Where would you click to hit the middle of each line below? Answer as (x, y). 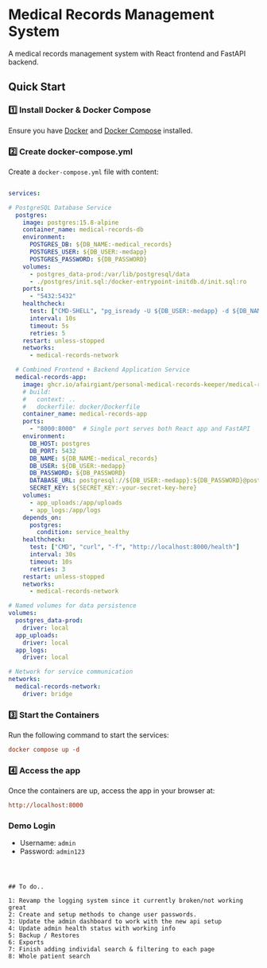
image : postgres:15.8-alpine (71, 223)
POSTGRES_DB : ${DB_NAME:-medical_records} (101, 245)
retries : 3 (47, 569)
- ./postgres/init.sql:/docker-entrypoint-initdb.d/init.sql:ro (138, 281)
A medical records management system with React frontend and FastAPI (127, 53)
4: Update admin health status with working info (92, 929)
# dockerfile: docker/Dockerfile (81, 407)
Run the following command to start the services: (89, 735)
